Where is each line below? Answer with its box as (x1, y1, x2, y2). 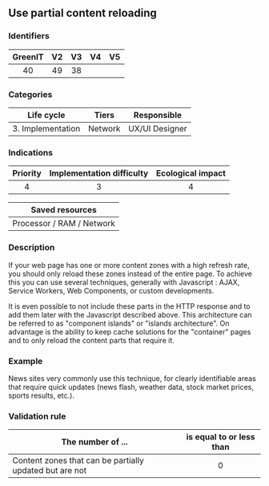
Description (8, 242, 55, 253)
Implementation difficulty (49, 168, 149, 179)
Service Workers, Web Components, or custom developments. (8, 286, 215, 295)
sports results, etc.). (8, 391, 74, 400)
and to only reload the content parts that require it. (8, 335, 175, 345)
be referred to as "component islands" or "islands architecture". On (8, 318, 230, 328)
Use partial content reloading (8, 6, 158, 20)
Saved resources (30, 205, 98, 216)
